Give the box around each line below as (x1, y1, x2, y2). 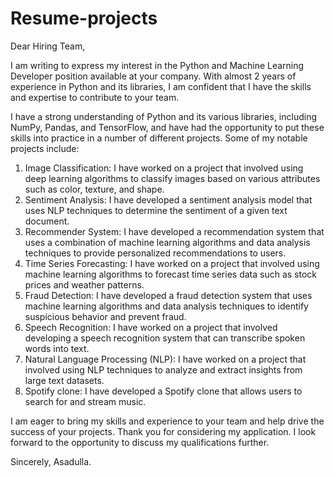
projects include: (10, 142, 80, 154)
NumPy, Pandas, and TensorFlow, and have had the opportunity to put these (10, 121, 325, 133)
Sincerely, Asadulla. (10, 455, 92, 467)
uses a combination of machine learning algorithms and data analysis (24, 236, 311, 248)
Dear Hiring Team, (10, 40, 86, 52)
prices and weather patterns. (24, 278, 145, 291)
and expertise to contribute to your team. (10, 91, 180, 103)
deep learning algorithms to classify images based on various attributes (24, 172, 321, 184)
